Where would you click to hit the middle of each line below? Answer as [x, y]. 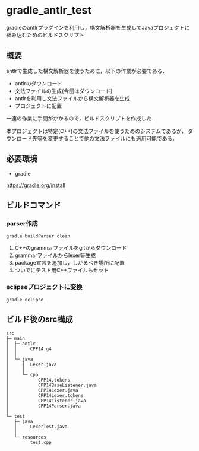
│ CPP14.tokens [38, 380]
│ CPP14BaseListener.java [51, 385]
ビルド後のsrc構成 [40, 319]
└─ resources [30, 437]
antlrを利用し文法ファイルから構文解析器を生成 [72, 98]
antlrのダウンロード [39, 83]
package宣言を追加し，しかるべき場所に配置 [70, 263]
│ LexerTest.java [41, 427]
